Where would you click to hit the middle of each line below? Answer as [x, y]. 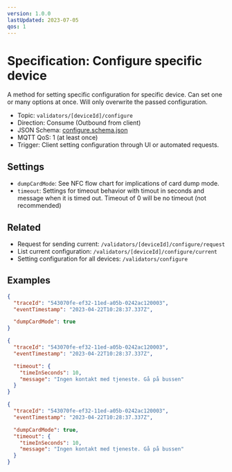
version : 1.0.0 [29, 14]
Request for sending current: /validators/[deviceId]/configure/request [121, 244]
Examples [29, 280]
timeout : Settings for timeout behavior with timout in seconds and [110, 191]
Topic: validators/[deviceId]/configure [75, 116]
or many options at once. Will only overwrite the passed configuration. [107, 102]
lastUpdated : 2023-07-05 [43, 20]
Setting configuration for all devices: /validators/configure [102, 259]
